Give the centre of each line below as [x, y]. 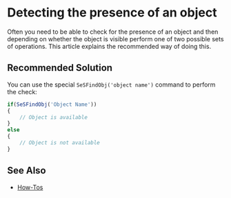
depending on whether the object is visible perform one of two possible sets [115, 38]
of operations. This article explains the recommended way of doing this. [109, 46]
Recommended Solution [60, 68]
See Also [27, 171]
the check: [22, 91]
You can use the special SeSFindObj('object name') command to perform [111, 85]
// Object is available [54, 117]
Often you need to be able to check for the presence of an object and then [113, 32]
